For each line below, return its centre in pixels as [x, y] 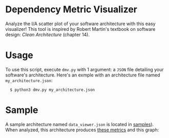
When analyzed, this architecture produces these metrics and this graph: [82, 130]
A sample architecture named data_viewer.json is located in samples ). [80, 124]
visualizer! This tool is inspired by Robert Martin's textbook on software [80, 29]
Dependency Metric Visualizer [71, 9]
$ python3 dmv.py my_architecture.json [52, 90]
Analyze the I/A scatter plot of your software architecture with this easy [80, 24]
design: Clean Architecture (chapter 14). [48, 34]
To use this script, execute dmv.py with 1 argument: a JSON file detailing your [84, 69]
